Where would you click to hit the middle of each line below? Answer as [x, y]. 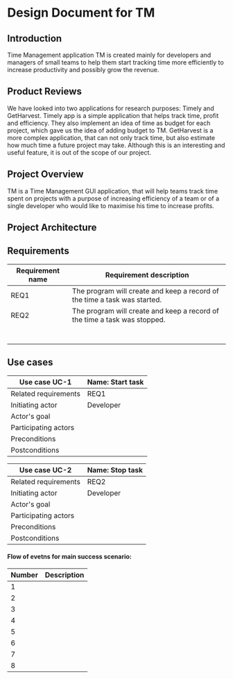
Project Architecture [52, 228]
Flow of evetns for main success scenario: [69, 557]
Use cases [30, 362]
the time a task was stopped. [119, 319]
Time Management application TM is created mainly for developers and [109, 55]
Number [24, 575]
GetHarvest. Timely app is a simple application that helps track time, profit [113, 115]
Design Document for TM [81, 13]
